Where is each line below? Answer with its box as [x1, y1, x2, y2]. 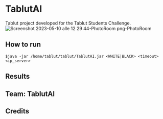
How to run [5, 40, 41, 49]
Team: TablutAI [5, 89, 55, 98]
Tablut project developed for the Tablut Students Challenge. [5, 20, 131, 26]
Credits [5, 107, 30, 115]
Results [5, 72, 30, 81]
